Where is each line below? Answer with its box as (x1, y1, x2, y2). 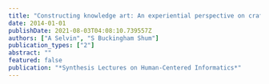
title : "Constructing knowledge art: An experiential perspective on (8, 11, 246, 20)
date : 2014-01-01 (8, 19, 66, 27)
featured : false (8, 57, 62, 65)
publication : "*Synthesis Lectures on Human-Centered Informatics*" (8, 64, 242, 72)
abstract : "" (8, 49, 52, 57)
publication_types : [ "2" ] (8, 42, 94, 50)
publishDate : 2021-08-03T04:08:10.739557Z (8, 26, 152, 34)
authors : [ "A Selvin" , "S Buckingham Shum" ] (8, 34, 159, 42)
